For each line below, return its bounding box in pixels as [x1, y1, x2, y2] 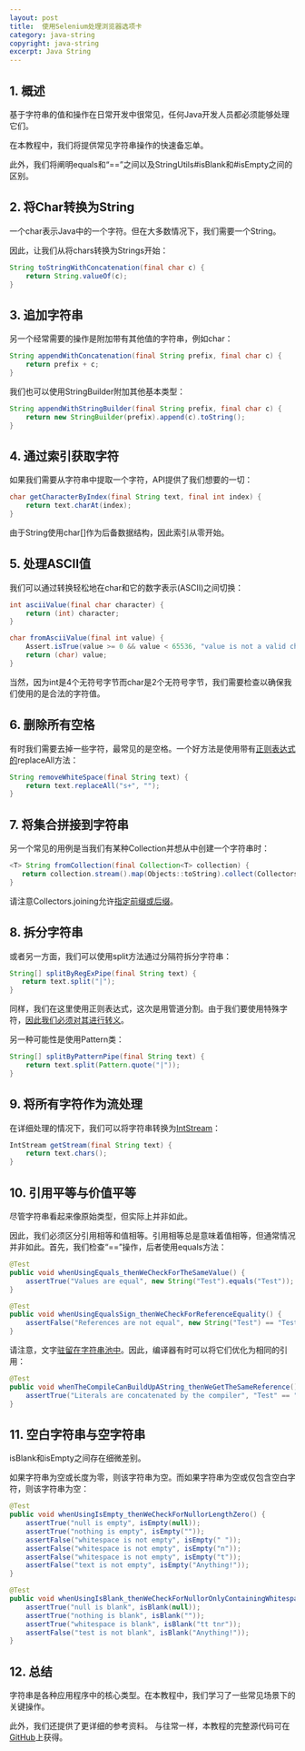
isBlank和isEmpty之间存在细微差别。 [9, 1452, 146, 1463]
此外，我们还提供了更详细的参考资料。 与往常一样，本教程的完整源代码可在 [9, 1721, 290, 1732]
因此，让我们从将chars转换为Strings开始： [9, 245, 169, 256]
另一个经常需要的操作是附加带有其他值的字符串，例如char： [9, 333, 233, 344]
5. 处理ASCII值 [9, 556, 92, 572]
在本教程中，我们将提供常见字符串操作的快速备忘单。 [9, 139, 209, 150]
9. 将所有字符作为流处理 [9, 1097, 143, 1112]
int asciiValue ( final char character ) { [9, 600, 165, 610]
